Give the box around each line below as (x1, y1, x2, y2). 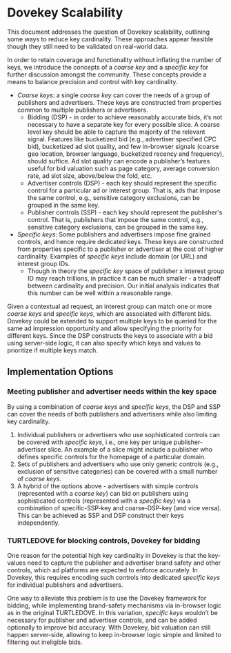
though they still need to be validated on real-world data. (7, 42, 169, 50)
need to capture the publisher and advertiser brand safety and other (27, 559, 221, 567)
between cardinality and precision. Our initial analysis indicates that (27, 281, 219, 290)
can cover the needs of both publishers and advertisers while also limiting (7, 410, 217, 418)
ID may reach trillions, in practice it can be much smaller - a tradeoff (27, 274, 221, 282)
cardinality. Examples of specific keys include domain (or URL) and (17, 252, 208, 260)
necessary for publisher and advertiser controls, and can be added (7, 616, 197, 624)
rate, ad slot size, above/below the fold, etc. (27, 171, 152, 180)
